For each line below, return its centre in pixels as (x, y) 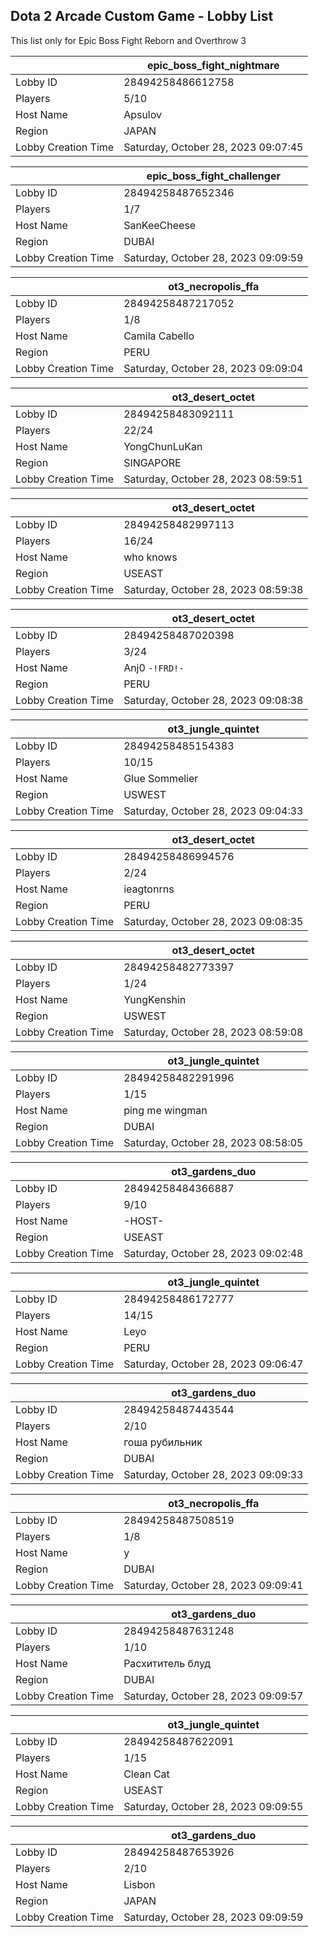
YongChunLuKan (163, 446)
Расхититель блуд (167, 1663)
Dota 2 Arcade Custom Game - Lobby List (142, 16)
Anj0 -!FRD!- (154, 667)
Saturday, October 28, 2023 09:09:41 (213, 1585)
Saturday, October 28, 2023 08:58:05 (213, 1142)
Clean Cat (146, 1774)
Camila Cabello (159, 336)
